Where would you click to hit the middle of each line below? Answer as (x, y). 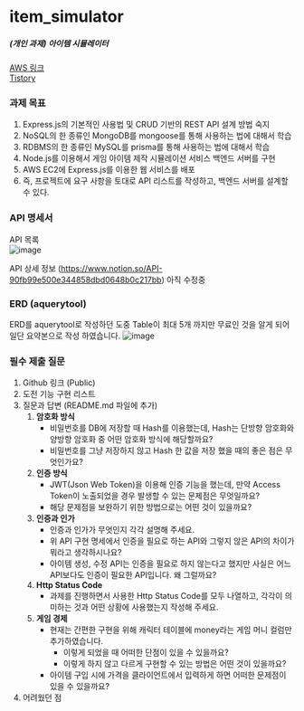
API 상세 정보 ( (35, 268)
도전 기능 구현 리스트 (59, 394)
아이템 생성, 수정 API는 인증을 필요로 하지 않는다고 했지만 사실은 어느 (170, 564)
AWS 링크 (27, 68)
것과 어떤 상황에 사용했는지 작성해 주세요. (146, 607)
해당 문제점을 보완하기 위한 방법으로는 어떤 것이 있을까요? (151, 507)
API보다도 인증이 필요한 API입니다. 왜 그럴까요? (133, 575)
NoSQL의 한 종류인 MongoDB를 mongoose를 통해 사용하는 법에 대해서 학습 (157, 136)
